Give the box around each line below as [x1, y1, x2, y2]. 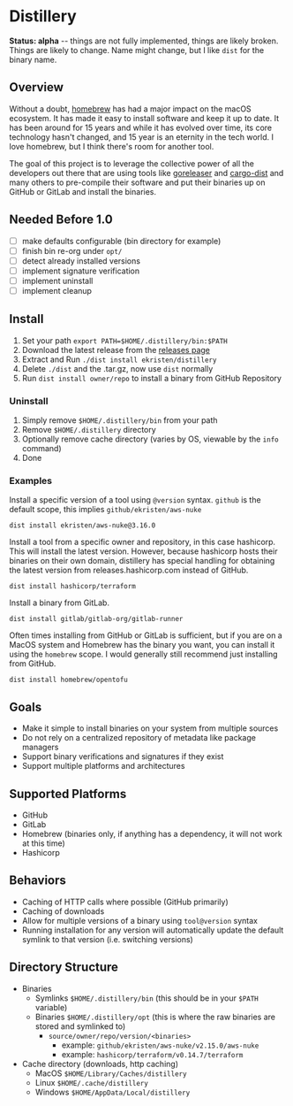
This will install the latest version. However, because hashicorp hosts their [9, 546, 278, 557]
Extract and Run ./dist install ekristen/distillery [21, 354, 217, 365]
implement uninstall [21, 275, 94, 286]
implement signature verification [21, 265, 140, 276]
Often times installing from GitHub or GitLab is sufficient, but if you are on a [9, 630, 282, 641]
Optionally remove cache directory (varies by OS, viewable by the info [21, 434, 280, 444]
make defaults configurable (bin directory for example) [21, 235, 222, 246]
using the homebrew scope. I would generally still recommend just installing [9, 649, 278, 660]
